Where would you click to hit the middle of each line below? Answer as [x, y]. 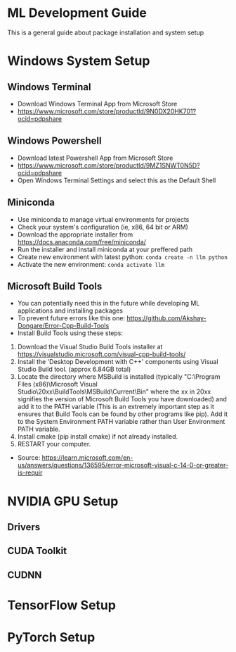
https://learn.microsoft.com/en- [87, 458]
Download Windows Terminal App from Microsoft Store [97, 104]
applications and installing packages [70, 311]
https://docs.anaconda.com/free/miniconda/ [81, 242]
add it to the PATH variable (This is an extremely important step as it [116, 407]
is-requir [30, 472]
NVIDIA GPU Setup [63, 501]
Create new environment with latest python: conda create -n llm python [123, 257]
